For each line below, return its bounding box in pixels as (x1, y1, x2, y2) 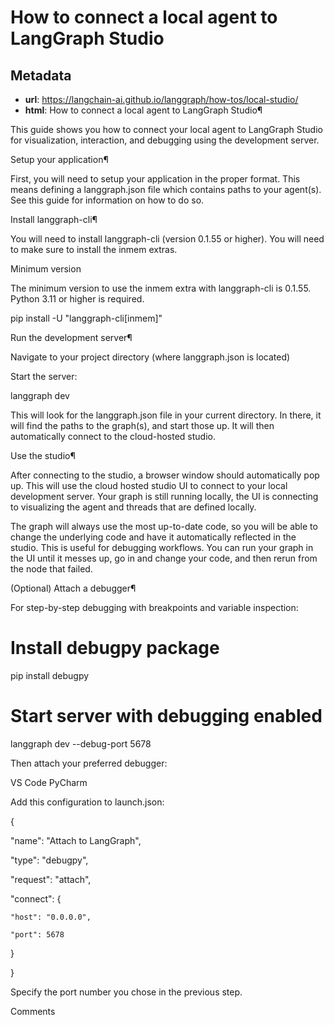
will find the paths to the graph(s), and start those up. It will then (10, 420, 275, 431)
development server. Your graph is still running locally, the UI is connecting (10, 491, 319, 502)
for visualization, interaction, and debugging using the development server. (10, 134, 320, 146)
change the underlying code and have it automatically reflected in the (10, 531, 297, 543)
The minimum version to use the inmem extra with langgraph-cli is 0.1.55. (10, 282, 312, 294)
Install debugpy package (10, 637, 220, 660)
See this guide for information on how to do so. (10, 194, 205, 206)
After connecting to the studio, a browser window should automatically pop (10, 469, 320, 481)
